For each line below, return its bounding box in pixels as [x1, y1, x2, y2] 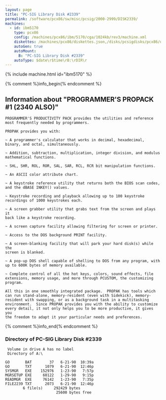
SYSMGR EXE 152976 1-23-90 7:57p [5, 368, 94, 373]
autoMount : [14, 48, 37, 53]
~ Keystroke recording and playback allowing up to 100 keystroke [5, 194, 145, 199]
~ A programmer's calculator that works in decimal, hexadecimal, [5, 138, 145, 143]
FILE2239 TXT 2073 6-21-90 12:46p [5, 381, 94, 387]
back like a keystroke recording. [5, 215, 77, 220]
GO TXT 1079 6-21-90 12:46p [5, 364, 94, 369]
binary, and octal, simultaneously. [5, 142, 81, 147]
